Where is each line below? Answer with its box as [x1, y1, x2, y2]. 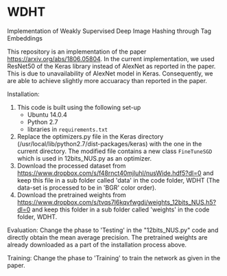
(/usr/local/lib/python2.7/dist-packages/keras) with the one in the [16, 139, 202, 148]
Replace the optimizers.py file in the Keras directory [16, 132, 164, 141]
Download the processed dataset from [16, 161, 126, 170]
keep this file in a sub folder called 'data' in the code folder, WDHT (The [16, 176, 220, 184]
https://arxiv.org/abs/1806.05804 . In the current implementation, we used [7, 54, 215, 62]
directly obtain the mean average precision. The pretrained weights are [7, 233, 208, 241]
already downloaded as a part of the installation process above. [7, 240, 187, 249]
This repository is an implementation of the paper [7, 47, 147, 56]
